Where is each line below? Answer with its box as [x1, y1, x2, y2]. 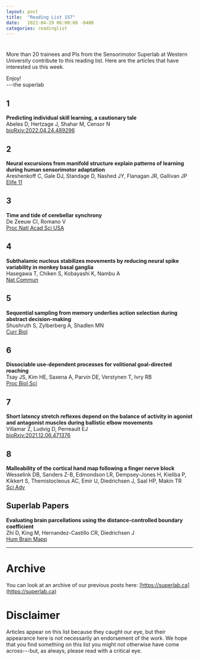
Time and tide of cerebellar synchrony [6, 211, 102, 218]
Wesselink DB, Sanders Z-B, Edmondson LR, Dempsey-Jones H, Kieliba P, [6, 471, 187, 478]
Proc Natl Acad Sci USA [6, 224, 65, 231]
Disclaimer [6, 608, 60, 622]
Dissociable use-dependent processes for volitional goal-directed [6, 361, 172, 368]
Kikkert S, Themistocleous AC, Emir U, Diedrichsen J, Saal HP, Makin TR [6, 477, 182, 484]
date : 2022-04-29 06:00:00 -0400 [6, 20, 94, 26]
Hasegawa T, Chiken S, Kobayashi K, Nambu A [6, 269, 120, 277]
